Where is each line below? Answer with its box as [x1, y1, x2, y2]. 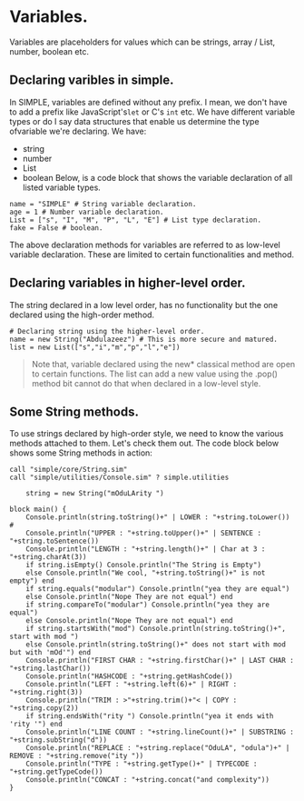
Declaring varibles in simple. [9, 73, 174, 88]
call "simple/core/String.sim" [9, 466, 128, 475]
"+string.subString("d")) [9, 736, 107, 745]
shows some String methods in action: [9, 447, 152, 458]
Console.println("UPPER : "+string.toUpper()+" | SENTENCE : [25, 529, 261, 538]
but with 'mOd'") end [9, 648, 92, 657]
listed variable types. [22, 182, 102, 193]
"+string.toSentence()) [9, 536, 100, 546]
